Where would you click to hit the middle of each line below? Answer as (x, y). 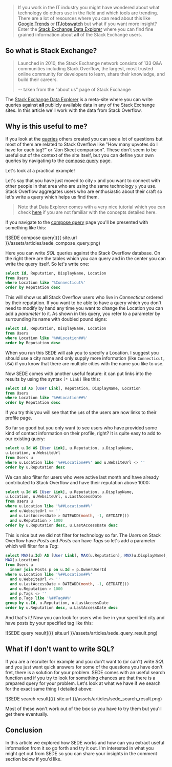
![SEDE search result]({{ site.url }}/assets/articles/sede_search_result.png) (84, 699)
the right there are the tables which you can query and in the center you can (86, 258)
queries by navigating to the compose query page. (59, 161)
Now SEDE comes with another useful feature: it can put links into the (79, 373)
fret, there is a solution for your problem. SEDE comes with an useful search (85, 672)
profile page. (19, 418)
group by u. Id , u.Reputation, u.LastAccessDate (57, 603)
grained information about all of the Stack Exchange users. (80, 35)
